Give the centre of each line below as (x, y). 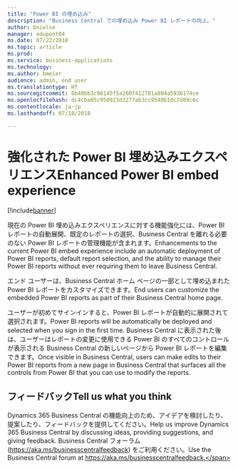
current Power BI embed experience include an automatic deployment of (114, 251)
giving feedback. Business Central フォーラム (74, 440)
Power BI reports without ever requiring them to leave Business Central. (112, 266)
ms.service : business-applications (60, 61)
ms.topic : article (35, 47)
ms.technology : (30, 67)
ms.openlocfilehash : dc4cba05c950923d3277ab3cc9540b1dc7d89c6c (103, 100)
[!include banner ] (32, 210)
